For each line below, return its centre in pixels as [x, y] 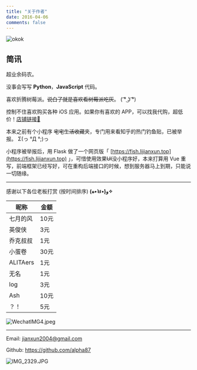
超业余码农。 [21, 75]
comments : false [26, 22]
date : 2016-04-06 [27, 17]
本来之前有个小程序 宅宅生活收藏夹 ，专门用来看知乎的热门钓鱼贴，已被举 [94, 132]
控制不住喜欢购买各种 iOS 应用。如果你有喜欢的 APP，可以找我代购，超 [92, 112]
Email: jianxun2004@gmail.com [44, 339]
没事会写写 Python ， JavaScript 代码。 [53, 87]
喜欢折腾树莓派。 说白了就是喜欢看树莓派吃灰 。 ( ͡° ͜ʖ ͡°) [71, 99]
